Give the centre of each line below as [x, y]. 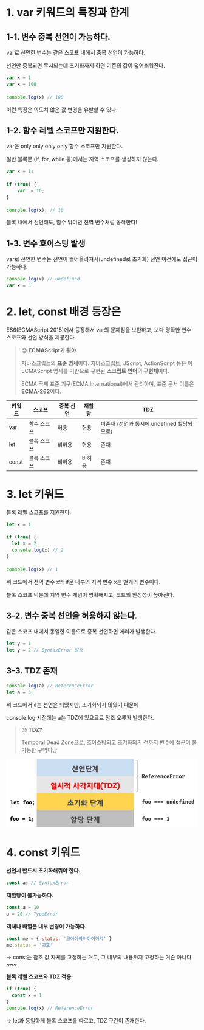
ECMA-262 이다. [41, 391]
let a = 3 [19, 692]
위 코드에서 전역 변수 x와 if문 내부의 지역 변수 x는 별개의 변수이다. [83, 582]
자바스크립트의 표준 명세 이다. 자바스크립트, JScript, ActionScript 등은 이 [107, 363]
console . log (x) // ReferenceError [50, 1008]
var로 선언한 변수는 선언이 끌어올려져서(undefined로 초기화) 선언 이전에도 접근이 [102, 259]
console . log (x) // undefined [43, 279]
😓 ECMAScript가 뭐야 [49, 350]
